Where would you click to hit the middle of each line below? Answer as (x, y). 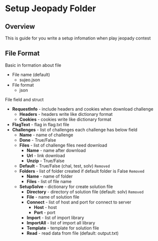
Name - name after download (56, 150)
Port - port (45, 212)
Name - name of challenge (46, 135)
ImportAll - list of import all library (61, 222)
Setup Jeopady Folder (51, 9)
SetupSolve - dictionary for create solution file (66, 186)
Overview (20, 27)
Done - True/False (38, 140)
